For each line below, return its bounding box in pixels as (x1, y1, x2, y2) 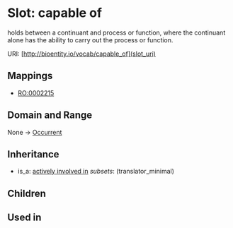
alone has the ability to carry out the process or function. (7, 35, 174, 44)
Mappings (7, 70, 53, 82)
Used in (7, 212, 42, 224)
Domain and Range (7, 109, 93, 121)
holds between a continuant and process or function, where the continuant (7, 28, 226, 37)
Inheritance (7, 148, 59, 160)
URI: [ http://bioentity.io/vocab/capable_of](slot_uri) (7, 49, 156, 58)
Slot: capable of (7, 5, 103, 21)
